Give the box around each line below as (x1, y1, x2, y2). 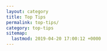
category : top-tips (6, 25, 54, 31)
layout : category (6, 8, 49, 15)
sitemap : (6, 30, 28, 36)
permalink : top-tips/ (6, 19, 59, 25)
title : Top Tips (6, 14, 46, 20)
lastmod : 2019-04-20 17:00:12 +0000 (11, 36, 101, 42)
